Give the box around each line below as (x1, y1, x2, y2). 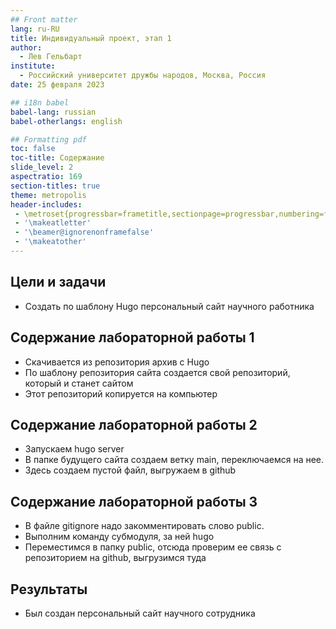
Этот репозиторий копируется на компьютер (24, 387, 218, 400)
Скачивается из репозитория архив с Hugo (24, 356, 210, 368)
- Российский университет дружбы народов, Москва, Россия (19, 71, 267, 81)
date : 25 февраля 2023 (10, 80, 105, 90)
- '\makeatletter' (14, 218, 92, 228)
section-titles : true (10, 181, 101, 191)
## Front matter (10, 14, 78, 25)
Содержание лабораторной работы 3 (10, 493, 258, 510)
